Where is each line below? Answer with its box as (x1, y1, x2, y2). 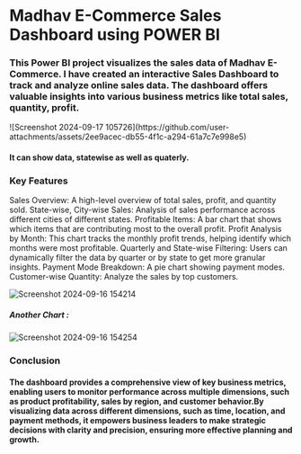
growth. (9, 433, 40, 445)
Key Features (9, 174, 69, 187)
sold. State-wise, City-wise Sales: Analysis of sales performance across (9, 204, 276, 216)
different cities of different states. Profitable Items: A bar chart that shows (9, 214, 282, 225)
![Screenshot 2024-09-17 (9, 122, 104, 133)
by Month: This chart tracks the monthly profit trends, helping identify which (9, 233, 292, 244)
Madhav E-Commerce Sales (9, 5, 222, 26)
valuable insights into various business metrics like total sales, (9, 91, 289, 103)
